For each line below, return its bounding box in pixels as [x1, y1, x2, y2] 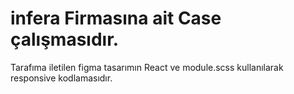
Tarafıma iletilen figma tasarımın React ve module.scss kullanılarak [10, 61, 284, 73]
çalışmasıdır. [10, 28, 120, 51]
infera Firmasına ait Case [10, 7, 222, 30]
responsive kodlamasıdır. [10, 72, 113, 84]
